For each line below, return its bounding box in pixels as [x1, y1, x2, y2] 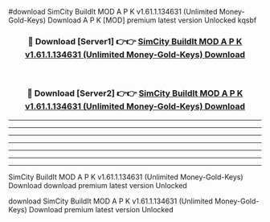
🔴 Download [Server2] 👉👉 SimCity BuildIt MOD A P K [27, 88, 243, 99]
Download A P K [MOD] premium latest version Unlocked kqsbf [47, 15, 257, 25]
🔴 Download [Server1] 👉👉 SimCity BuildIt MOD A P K [27, 35, 243, 47]
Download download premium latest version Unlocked [8, 180, 187, 190]
